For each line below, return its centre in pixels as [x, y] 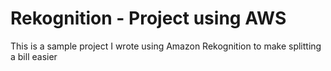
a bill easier [34, 56]
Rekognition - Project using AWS [148, 18]
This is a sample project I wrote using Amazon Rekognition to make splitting [166, 46]
